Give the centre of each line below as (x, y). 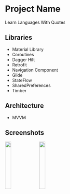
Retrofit (19, 65)
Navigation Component (35, 70)
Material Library (28, 49)
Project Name (33, 9)
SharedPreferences (31, 85)
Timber (19, 90)
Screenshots (25, 133)
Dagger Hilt (23, 60)
